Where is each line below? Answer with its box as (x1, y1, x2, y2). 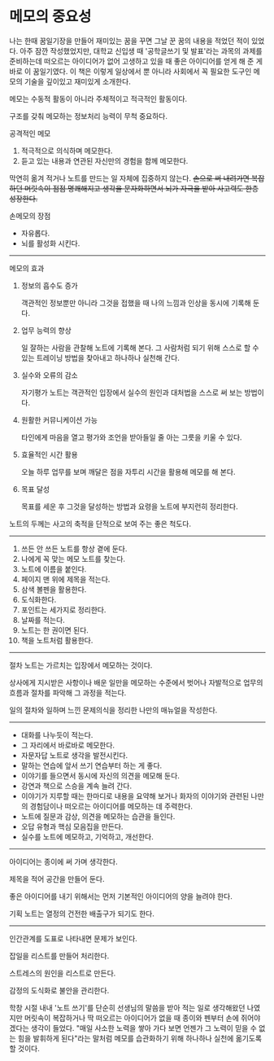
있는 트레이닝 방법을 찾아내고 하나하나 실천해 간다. (20, 353, 180, 362)
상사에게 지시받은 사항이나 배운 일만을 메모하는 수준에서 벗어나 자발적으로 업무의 (9, 677, 263, 687)
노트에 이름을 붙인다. (20, 563, 87, 574)
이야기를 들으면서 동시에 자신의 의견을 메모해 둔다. (20, 770, 180, 780)
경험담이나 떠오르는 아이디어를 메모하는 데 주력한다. (29, 801, 194, 811)
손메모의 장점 (9, 211, 51, 221)
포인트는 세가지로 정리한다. (20, 604, 107, 615)
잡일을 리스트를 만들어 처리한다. (9, 950, 110, 961)
